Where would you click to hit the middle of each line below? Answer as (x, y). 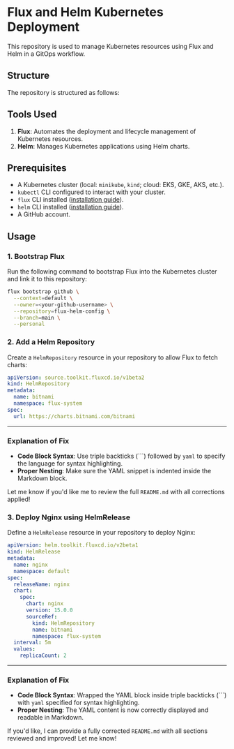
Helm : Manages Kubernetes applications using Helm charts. (103, 146)
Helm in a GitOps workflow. (46, 54)
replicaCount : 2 (44, 656)
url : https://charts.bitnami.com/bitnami (75, 416)
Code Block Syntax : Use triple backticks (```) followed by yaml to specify (121, 456)
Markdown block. (42, 478)
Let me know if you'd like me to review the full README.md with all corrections (116, 492)
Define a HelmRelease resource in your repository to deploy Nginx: (102, 533)
